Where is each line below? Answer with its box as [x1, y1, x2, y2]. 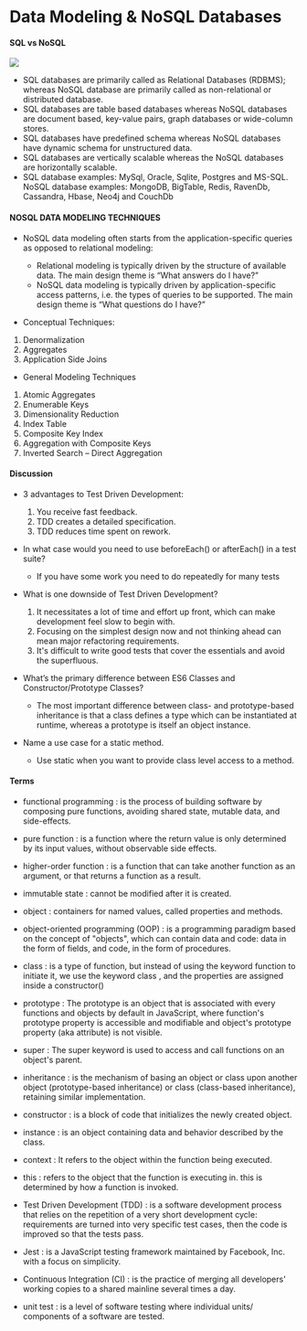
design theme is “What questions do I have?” [36, 299, 206, 310]
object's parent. [22, 1054, 83, 1065]
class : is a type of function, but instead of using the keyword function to [22, 961, 296, 971]
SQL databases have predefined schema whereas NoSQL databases [22, 133, 281, 144]
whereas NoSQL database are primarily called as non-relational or [22, 84, 272, 95]
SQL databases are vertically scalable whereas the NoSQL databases [22, 153, 284, 164]
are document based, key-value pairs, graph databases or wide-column [22, 113, 294, 124]
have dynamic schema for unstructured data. [22, 143, 193, 154]
